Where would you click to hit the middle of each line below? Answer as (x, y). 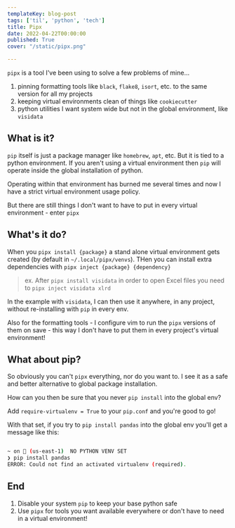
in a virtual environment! (52, 518)
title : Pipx (25, 27)
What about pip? (44, 360)
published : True (31, 40)
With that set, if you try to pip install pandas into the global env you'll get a (117, 425)
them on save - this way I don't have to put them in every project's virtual (113, 330)
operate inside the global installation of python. (75, 170)
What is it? (31, 138)
